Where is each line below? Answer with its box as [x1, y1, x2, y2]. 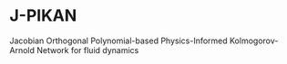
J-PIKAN [9, 5, 77, 26]
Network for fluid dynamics [36, 44, 139, 55]
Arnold [9, 44, 35, 55]
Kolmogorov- [229, 35, 279, 46]
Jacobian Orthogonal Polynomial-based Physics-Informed [9, 35, 228, 46]
